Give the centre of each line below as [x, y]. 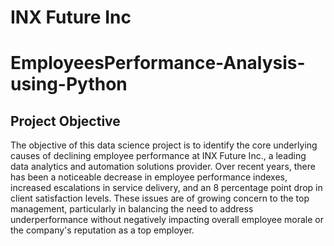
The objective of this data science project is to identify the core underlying [164, 145]
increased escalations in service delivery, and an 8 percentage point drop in [166, 188]
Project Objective [65, 121]
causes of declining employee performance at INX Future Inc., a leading [158, 156]
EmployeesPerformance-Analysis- [158, 63]
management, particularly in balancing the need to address [132, 209]
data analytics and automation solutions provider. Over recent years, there [163, 167]
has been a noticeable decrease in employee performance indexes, [149, 177]
